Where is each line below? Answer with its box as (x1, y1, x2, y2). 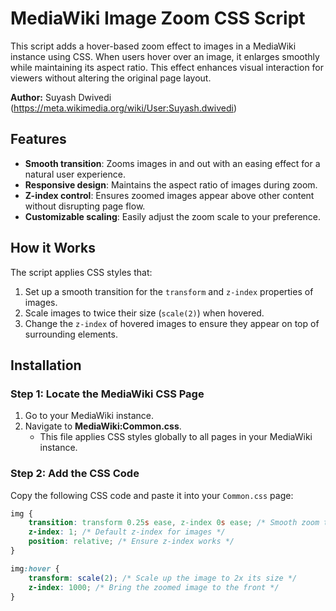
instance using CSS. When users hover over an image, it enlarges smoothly (10, 50, 320, 62)
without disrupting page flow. (24, 200, 146, 212)
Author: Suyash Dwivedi (10, 91, 112, 103)
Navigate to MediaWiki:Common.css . (24, 420, 182, 432)
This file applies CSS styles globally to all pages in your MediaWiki (39, 431, 313, 443)
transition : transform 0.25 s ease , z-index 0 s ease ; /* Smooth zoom (28, 518, 320, 528)
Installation (10, 357, 82, 374)
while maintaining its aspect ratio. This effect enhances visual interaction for (10, 61, 325, 73)
